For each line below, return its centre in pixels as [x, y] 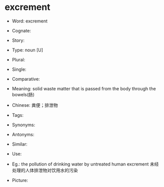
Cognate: [21, 30]
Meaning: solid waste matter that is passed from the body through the [84, 88]
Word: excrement [30, 21]
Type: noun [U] [27, 50]
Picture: [20, 180]
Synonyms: [23, 125]
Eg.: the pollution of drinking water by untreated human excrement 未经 [85, 164]
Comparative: [26, 79]
